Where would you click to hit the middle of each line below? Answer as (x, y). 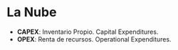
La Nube (32, 12)
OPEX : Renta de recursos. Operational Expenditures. (94, 39)
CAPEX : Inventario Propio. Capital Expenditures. (88, 32)
